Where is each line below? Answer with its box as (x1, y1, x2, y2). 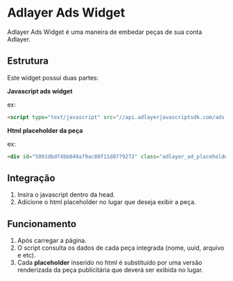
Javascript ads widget (7, 87, 73, 95)
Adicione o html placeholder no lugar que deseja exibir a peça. (17, 198, 196, 206)
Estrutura (7, 55, 49, 67)
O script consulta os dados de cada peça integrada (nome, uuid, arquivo (17, 244, 225, 252)
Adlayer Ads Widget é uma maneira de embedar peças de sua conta (7, 28, 202, 36)
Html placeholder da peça (7, 126, 83, 134)
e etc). (17, 251, 36, 260)
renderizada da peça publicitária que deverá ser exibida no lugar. (17, 266, 203, 274)
